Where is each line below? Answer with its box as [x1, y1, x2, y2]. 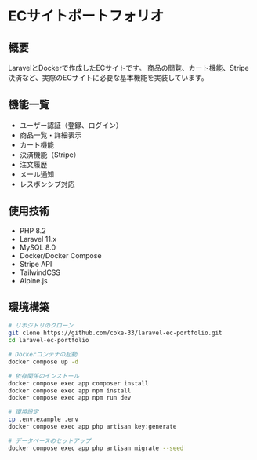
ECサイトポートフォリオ [8, 7, 165, 25]
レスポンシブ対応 [19, 179, 75, 188]
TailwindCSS [19, 268, 61, 277]
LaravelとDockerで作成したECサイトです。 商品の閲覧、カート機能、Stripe [8, 64, 249, 72]
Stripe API [19, 259, 52, 268]
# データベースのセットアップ [8, 436, 92, 444]
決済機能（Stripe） [19, 150, 81, 159]
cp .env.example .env [8, 415, 79, 424]
